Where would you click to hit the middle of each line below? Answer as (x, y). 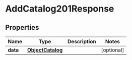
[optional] (113, 50)
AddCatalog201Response (60, 9)
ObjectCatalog (45, 50)
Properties (22, 27)
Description (82, 42)
